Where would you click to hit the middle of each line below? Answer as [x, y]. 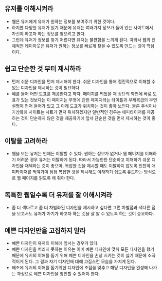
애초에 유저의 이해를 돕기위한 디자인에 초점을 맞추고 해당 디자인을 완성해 [80, 268]
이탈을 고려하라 [26, 141]
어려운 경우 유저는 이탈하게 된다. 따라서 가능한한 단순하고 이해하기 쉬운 [84, 160]
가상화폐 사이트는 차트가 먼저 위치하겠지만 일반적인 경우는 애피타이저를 [79, 112]
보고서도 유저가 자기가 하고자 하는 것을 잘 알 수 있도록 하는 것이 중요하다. [85, 214]
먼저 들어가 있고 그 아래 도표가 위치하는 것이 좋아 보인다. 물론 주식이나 [91, 106]
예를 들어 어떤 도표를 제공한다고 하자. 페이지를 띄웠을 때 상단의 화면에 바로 [81, 94]
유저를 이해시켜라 [29, 9]
